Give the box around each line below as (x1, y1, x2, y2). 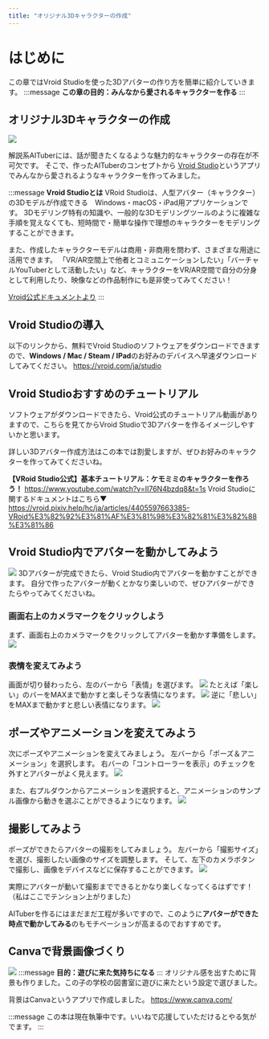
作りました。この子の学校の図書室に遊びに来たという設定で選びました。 (22, 977, 262, 987)
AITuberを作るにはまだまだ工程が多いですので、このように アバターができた (8, 909, 259, 918)
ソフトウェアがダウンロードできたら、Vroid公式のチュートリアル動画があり (8, 410, 259, 419)
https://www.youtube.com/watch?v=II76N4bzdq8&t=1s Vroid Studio (23, 484, 249, 493)
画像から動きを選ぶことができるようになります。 (14, 796, 177, 806)
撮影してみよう (8, 821, 83, 836)
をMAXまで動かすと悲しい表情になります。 (8, 700, 151, 710)
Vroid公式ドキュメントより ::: (8, 292, 104, 302)
